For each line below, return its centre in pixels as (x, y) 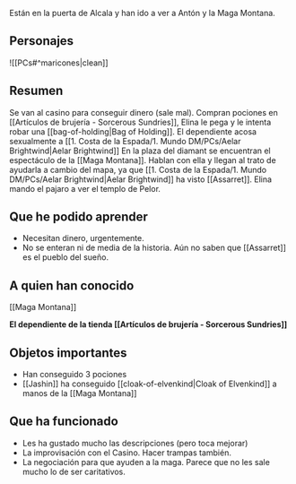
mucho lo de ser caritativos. (74, 471)
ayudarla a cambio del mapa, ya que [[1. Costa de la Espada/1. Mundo (138, 169)
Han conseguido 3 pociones (74, 375)
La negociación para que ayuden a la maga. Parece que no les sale (146, 462)
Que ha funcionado (64, 422)
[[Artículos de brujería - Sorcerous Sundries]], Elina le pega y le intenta (140, 122)
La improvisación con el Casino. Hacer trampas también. (126, 453)
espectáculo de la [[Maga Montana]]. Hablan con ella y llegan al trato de (143, 160)
